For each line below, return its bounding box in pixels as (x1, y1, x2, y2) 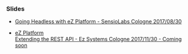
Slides (6, 5, 25, 13)
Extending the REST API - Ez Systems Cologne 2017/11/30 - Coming (14, 36, 182, 43)
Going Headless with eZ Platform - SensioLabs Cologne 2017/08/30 (14, 18, 182, 25)
